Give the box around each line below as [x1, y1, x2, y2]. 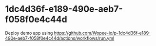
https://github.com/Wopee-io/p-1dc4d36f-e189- [54, 30, 151, 36]
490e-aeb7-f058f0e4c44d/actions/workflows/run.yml [5, 35, 115, 41]
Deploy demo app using [5, 30, 53, 36]
